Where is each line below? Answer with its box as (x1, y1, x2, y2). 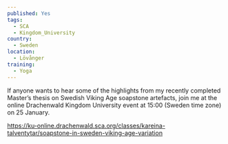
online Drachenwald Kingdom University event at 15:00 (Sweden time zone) (7, 101, 222, 109)
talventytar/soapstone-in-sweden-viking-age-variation (7, 128, 163, 137)
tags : (7, 16, 23, 23)
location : (7, 49, 36, 56)
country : (7, 36, 32, 43)
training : (7, 61, 36, 68)
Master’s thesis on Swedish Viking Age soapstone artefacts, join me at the (7, 93, 218, 101)
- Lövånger (13, 55, 45, 62)
